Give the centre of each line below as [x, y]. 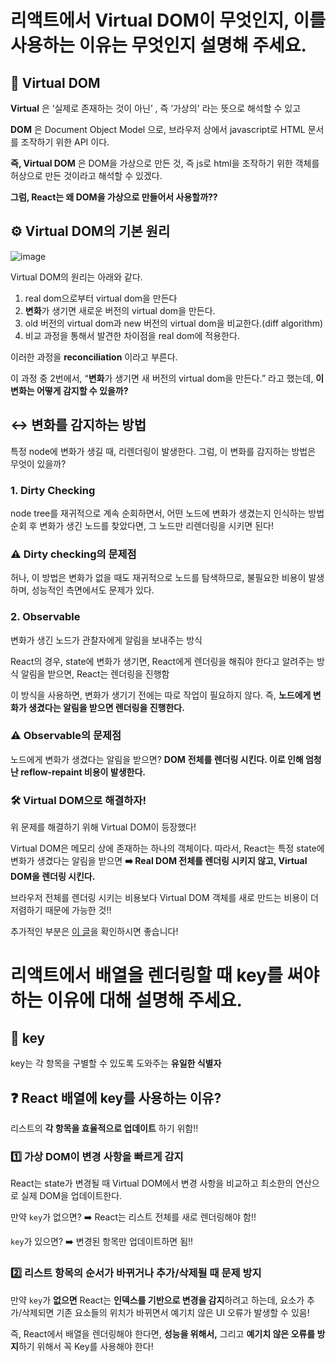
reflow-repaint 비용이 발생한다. [83, 772]
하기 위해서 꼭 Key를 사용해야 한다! [86, 1346]
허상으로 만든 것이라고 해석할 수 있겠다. [86, 175]
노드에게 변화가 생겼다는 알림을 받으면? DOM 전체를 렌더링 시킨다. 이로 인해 [157, 759]
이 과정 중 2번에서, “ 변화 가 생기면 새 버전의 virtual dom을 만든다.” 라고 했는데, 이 [167, 378]
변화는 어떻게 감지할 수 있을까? [69, 390]
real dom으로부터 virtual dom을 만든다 [101, 298]
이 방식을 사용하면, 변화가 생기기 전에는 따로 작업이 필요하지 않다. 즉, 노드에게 [161, 695]
